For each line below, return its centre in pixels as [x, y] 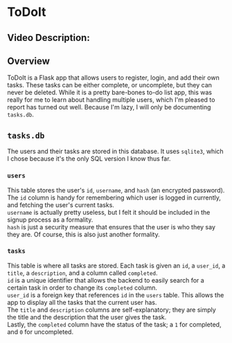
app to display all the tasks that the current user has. [82, 302]
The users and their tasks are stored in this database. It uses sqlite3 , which [115, 151]
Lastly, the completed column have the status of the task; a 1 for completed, [114, 324]
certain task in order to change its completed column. [82, 288]
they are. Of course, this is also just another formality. [84, 234]
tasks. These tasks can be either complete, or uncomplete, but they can [110, 85]
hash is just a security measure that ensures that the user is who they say [111, 227]
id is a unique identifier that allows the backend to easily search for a [106, 280]
